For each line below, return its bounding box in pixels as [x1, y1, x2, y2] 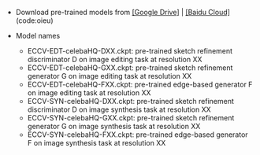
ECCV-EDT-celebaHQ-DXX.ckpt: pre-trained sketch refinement [27, 46, 233, 55]
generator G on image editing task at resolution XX [27, 72, 192, 80]
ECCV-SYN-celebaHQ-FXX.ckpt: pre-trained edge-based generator [27, 130, 248, 139]
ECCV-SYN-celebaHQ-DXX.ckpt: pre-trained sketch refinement [27, 97, 235, 105]
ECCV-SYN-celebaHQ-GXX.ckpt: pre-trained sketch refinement [27, 113, 235, 122]
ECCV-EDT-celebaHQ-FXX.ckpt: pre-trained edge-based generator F [27, 79, 253, 89]
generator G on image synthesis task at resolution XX [27, 122, 201, 131]
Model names [15, 31, 61, 40]
